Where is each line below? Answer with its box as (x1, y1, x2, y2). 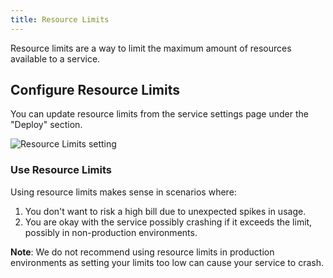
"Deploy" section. (10, 119, 83, 131)
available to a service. (10, 52, 101, 65)
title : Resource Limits (10, 14, 110, 25)
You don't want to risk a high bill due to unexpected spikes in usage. (24, 205, 307, 217)
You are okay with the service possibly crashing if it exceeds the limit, (24, 216, 313, 228)
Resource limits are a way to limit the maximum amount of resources (10, 42, 292, 54)
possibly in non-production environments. (24, 226, 198, 238)
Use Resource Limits (10, 163, 113, 177)
